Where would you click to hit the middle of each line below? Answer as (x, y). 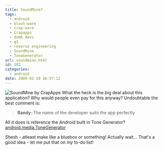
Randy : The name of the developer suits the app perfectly (76, 112)
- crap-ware (22, 28)
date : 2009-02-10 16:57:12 (33, 78)
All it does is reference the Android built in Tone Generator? (65, 122)
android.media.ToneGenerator (35, 127)
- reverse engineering (33, 46)
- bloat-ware (23, 23)
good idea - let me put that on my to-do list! (49, 142)
